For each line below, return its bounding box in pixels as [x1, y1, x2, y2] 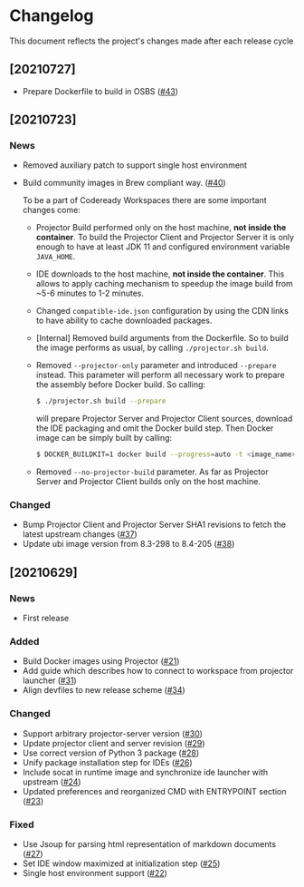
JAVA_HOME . [35, 251, 76, 262]
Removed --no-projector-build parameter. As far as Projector [35, 466, 269, 477]
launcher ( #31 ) [22, 675, 77, 686]
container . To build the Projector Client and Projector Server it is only [35, 232, 295, 243]
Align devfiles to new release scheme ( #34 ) [22, 685, 185, 696]
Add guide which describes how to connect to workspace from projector [22, 666, 294, 677]
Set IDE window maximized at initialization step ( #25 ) [22, 858, 221, 869]
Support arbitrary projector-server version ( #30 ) [22, 727, 204, 739]
